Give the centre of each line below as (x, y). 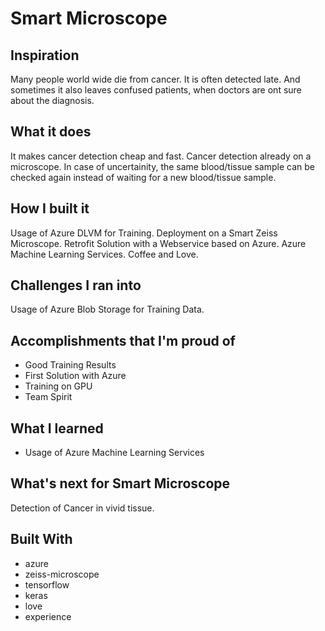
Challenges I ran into (76, 285)
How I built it (50, 208)
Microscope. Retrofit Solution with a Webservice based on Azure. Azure (158, 243)
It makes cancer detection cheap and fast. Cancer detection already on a (161, 156)
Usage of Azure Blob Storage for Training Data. (107, 309)
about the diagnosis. (52, 100)
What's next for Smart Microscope (120, 483)
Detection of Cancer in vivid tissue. (82, 508)
